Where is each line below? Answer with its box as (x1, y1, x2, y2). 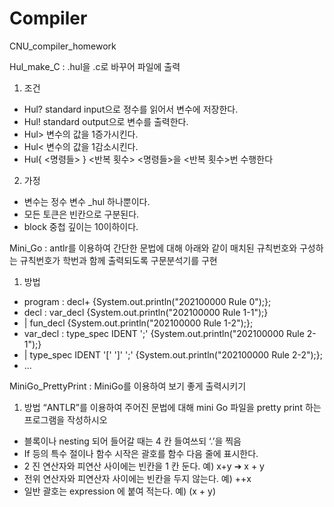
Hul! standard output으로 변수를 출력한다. (23, 115, 189, 127)
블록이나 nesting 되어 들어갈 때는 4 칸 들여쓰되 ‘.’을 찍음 (23, 435, 242, 447)
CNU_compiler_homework (9, 40, 117, 52)
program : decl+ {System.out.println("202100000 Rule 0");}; (23, 295, 272, 307)
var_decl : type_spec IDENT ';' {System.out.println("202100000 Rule (23, 327, 305, 339)
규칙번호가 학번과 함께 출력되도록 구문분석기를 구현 (19, 254, 218, 266)
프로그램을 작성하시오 (23, 413, 108, 426)
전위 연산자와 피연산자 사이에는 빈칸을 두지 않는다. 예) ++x (23, 472, 252, 484)
